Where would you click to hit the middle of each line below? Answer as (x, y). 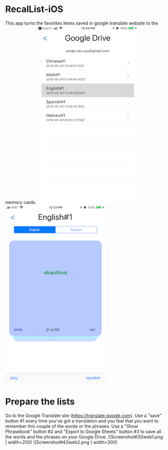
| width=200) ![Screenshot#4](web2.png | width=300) (61, 442)
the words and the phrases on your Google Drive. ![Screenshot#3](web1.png (84, 436)
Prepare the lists (40, 402)
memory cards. (21, 202)
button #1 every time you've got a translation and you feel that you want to (82, 421)
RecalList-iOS (34, 9)
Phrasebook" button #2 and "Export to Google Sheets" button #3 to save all (83, 431)
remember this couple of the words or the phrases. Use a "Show (72, 426)
